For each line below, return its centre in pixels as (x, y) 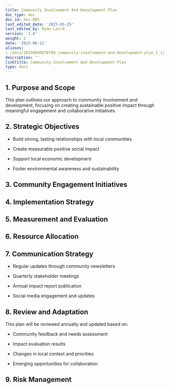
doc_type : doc (20, 15)
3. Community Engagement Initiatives (66, 185)
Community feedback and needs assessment (60, 334)
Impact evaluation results (39, 344)
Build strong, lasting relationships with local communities (72, 139)
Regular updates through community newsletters (64, 266)
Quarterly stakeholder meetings (46, 276)
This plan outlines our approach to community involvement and (72, 99)
